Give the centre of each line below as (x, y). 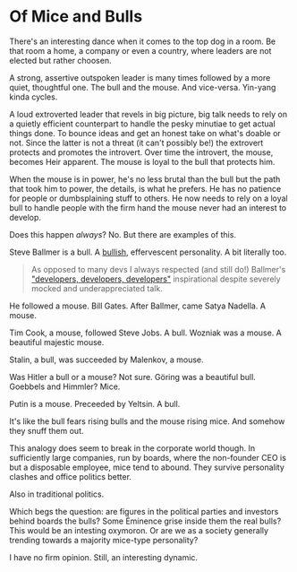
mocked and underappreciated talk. (97, 288)
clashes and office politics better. (71, 476)
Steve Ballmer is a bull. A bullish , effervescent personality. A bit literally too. (148, 252)
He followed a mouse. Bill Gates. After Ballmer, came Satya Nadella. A (138, 306)
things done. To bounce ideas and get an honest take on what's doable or (145, 133)
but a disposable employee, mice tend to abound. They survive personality (147, 467)
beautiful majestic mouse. (57, 342)
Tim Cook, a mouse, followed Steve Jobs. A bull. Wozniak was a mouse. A (145, 333)
